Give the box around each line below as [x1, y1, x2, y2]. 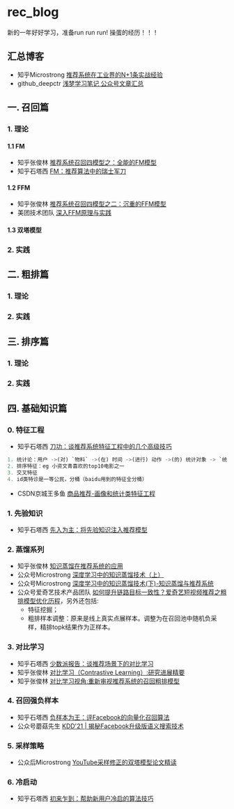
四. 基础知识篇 [7, 402, 68, 414]
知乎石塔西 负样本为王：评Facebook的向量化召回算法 [17, 713, 170, 721]
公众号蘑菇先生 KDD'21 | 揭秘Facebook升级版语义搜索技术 [17, 722, 185, 730]
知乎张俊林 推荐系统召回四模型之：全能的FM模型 [17, 158, 157, 167]
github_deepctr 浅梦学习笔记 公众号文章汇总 [17, 79, 144, 87]
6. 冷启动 [7, 778, 38, 787]
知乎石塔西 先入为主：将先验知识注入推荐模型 [17, 525, 148, 534]
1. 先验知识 [7, 508, 43, 518]
